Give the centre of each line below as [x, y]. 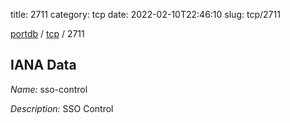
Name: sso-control [49, 89]
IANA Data [43, 65]
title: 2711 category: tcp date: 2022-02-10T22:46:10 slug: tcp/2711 [145, 14]
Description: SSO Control [62, 108]
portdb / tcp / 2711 [47, 33]
